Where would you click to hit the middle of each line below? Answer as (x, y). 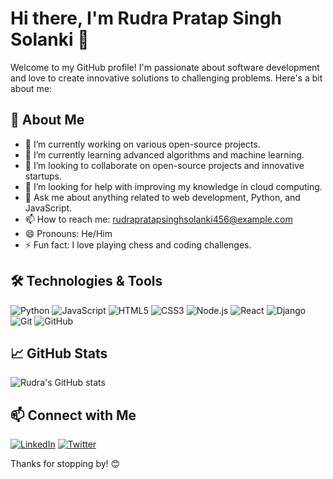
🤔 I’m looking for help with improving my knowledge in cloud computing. (173, 186)
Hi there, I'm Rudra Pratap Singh (146, 18)
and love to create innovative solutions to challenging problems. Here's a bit (166, 78)
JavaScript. (48, 208)
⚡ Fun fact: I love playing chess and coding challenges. (138, 244)
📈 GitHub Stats (59, 353)
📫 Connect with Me (73, 415)
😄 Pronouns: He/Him (68, 233)
